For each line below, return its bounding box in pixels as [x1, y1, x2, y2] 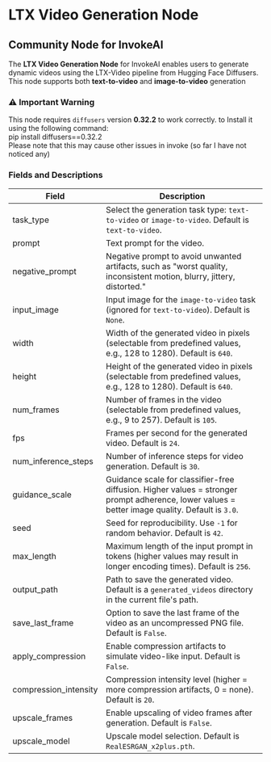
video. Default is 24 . [106, 437, 180, 448]
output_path [12, 583, 59, 595]
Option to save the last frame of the [106, 607, 240, 618]
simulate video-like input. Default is [106, 650, 240, 662]
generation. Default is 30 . [106, 461, 200, 472]
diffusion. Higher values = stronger [106, 483, 238, 495]
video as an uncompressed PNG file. [106, 617, 244, 628]
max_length [12, 550, 56, 562]
